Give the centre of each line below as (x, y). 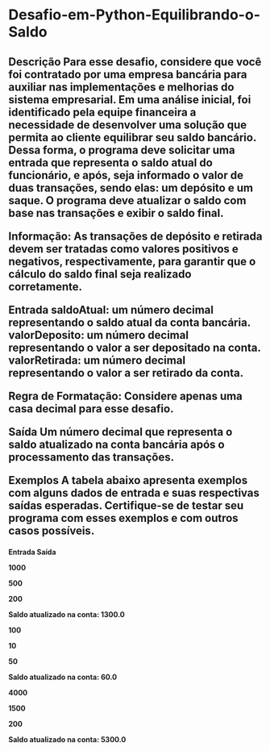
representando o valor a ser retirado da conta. (126, 373)
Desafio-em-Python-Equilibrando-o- (134, 15)
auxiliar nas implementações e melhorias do (121, 87)
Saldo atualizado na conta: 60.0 (63, 677)
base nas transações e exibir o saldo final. (116, 213)
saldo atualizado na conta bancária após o (116, 444)
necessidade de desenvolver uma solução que (128, 125)
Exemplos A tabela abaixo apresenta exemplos (128, 480)
